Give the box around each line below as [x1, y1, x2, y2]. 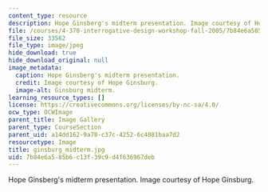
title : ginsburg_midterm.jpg [8, 146, 105, 154]
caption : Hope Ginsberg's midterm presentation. [15, 71, 180, 79]
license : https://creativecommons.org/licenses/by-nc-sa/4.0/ [8, 101, 219, 109]
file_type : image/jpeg [8, 42, 84, 50]
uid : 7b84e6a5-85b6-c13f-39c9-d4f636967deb [8, 153, 156, 161]
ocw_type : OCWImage [8, 109, 73, 117]
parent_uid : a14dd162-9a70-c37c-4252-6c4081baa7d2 [8, 130, 180, 138]
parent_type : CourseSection [8, 123, 102, 131]
